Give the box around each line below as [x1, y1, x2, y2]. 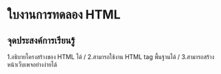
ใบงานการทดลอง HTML [7, 7, 121, 23]
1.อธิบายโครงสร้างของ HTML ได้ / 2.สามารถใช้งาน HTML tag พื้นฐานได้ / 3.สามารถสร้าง [7, 53, 215, 61]
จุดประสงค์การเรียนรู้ [7, 34, 75, 46]
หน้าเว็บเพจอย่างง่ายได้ [7, 60, 57, 69]
